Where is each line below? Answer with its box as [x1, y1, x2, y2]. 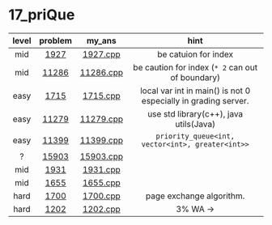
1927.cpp [82, 49, 121, 60]
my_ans [86, 35, 117, 46]
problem [39, 35, 73, 46]
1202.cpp [82, 203, 121, 214]
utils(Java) [175, 118, 216, 129]
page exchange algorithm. [145, 190, 245, 202]
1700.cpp [82, 190, 121, 202]
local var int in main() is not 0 [140, 85, 251, 96]
